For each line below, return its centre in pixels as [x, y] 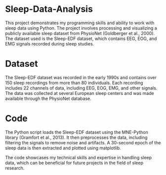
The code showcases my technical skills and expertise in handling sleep [79, 157]
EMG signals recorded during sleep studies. [50, 44]
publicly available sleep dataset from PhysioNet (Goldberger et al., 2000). [80, 33]
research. [15, 168]
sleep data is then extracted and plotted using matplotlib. [63, 148]
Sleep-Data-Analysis [49, 9]
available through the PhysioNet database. [48, 98]
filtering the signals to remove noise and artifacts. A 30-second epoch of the [83, 142]
